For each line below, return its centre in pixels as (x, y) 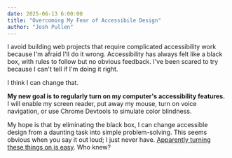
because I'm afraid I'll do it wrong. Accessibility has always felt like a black (115, 54)
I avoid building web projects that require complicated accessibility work (112, 47)
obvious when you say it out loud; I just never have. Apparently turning (109, 140)
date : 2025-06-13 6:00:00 (45, 14)
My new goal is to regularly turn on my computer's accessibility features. (116, 96)
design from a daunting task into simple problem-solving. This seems (107, 132)
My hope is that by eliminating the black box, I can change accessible (108, 125)
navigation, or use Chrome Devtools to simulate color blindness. (100, 111)
